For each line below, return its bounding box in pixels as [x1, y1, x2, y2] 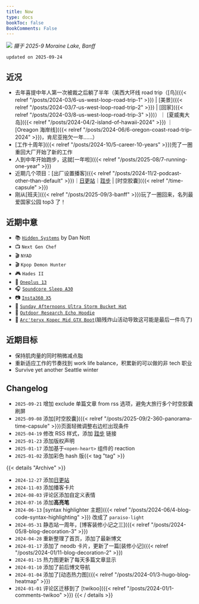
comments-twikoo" [14, 591, 63, 599]
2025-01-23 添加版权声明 [14, 437, 75, 444]
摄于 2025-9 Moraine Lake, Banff [13, 42, 96, 49]
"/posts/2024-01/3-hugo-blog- [114, 571, 191, 578]
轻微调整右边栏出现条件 [71, 422, 129, 429]
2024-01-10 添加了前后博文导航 [14, 563, 91, 571]
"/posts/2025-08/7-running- [117, 156, 188, 163]
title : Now [6, 8, 33, 15]
